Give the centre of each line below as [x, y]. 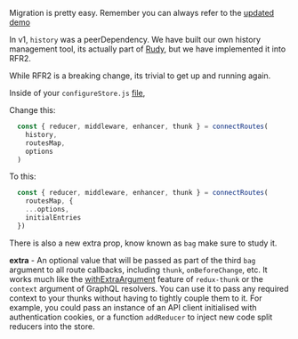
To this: [23, 176]
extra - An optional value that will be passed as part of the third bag [133, 260]
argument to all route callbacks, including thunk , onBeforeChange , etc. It [139, 270]
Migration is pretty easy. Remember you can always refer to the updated [141, 13]
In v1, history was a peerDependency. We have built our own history [135, 40]
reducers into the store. [52, 326]
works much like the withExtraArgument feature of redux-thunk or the [137, 278]
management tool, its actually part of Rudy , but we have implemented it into [148, 49]
